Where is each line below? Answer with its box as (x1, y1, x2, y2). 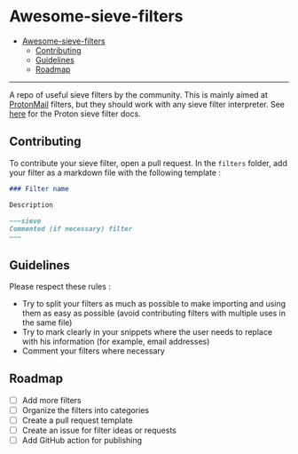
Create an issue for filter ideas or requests (21, 425, 177, 435)
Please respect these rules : (9, 281, 111, 291)
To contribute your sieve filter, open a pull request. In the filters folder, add (9, 157, 288, 168)
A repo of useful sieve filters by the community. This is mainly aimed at (9, 89, 268, 100)
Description (9, 200, 53, 210)
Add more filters (21, 394, 82, 405)
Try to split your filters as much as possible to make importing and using (21, 298, 286, 308)
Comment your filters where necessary (21, 345, 166, 356)
